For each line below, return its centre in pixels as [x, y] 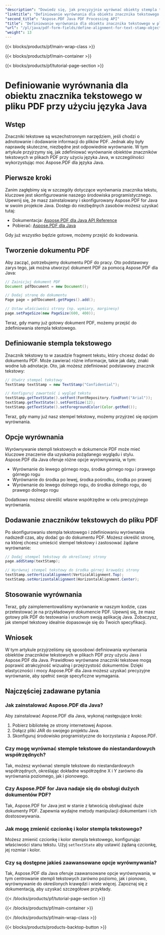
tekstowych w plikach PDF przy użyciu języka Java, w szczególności [75, 157]
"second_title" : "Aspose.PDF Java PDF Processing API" [62, 19]
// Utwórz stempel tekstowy [34, 380]
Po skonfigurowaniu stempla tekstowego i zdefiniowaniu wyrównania [75, 532]
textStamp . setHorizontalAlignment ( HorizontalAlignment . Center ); [72, 579]
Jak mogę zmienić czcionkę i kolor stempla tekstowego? [74, 829]
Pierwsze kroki [28, 178]
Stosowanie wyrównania [43, 595]
